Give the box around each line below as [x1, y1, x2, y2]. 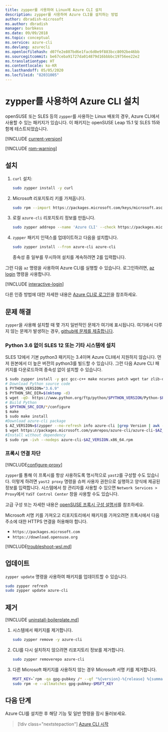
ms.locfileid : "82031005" [5, 73, 59, 78]
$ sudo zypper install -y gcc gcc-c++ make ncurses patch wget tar [5, 377, 149, 382]
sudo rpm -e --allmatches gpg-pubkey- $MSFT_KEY [12, 681, 113, 686]
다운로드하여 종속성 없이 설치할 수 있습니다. [18, 367, 103, 373]
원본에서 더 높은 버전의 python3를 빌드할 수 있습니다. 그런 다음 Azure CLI [10, 360, 154, 366]
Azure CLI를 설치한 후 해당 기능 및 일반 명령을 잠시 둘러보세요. [5, 710, 126, 716]
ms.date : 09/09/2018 [5, 31, 48, 36]
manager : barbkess [5, 26, 43, 31]
